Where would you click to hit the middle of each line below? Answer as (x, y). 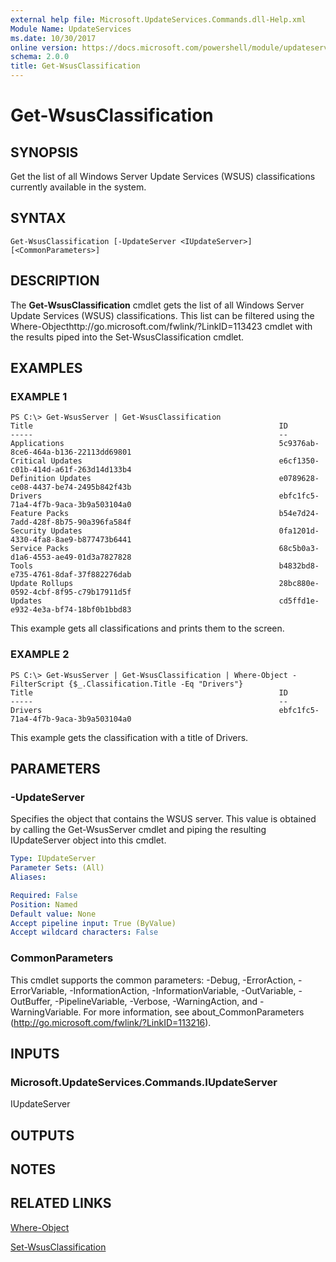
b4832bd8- (299, 566)
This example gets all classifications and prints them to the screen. (147, 628)
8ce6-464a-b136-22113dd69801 (71, 452)
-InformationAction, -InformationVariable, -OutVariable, (183, 990)
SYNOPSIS (44, 152)
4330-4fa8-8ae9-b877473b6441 (71, 540)
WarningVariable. (46, 1012)
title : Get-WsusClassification (75, 66)
